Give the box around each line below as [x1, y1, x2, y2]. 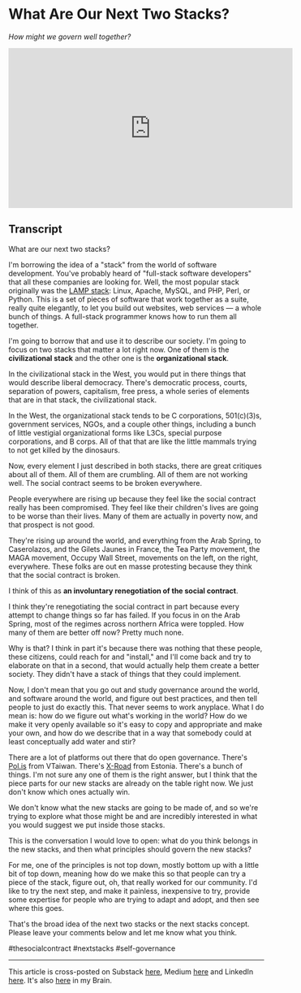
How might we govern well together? [8, 32, 131, 41]
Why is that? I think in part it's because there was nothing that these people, [8, 643, 263, 653]
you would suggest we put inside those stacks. [8, 820, 166, 830]
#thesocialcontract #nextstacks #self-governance [8, 943, 176, 953]
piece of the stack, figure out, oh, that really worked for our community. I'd [8, 877, 258, 887]
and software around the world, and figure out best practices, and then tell [8, 693, 258, 703]
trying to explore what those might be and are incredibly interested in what [8, 811, 258, 821]
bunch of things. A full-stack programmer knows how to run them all [8, 311, 237, 321]
